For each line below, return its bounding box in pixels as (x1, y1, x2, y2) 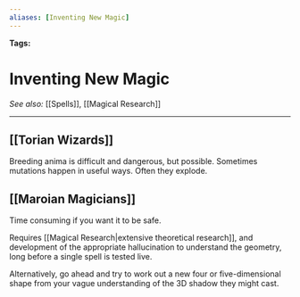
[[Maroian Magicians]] (9, 191, 137, 206)
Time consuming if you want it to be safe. (9, 215, 162, 226)
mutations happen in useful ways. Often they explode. (9, 166, 208, 177)
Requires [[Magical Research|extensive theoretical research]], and (9, 233, 254, 243)
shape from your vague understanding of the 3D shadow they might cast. (9, 278, 279, 289)
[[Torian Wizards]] (9, 132, 114, 147)
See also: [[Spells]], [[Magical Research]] (9, 98, 162, 109)
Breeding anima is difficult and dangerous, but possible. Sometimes (9, 156, 258, 167)
